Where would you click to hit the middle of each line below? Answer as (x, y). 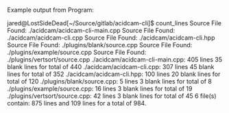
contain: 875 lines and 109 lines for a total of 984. (77, 103)
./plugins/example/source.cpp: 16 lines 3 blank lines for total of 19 (100, 89)
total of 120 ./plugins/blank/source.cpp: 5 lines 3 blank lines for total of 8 (110, 81)
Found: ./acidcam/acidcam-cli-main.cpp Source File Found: (91, 30)
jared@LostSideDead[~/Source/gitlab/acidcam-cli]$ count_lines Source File (114, 23)
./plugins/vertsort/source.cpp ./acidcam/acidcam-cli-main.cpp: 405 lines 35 (115, 60)
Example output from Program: (51, 10)
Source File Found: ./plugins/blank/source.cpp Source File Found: (100, 45)
